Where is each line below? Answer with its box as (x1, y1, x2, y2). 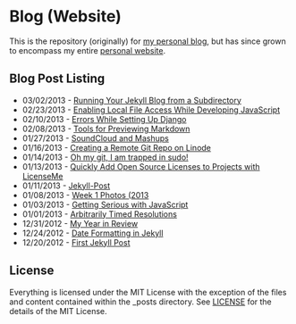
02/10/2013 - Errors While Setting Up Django (21, 113, 187, 124)
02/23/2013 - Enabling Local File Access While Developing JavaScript (21, 104, 280, 115)
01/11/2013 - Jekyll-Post (21, 180, 111, 191)
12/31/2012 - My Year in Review (21, 218, 139, 228)
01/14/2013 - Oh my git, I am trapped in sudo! (21, 152, 190, 162)
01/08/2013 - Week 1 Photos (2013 (21, 189, 149, 200)
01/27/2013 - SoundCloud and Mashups (21, 132, 170, 144)
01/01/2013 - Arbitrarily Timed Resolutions (21, 208, 177, 220)
